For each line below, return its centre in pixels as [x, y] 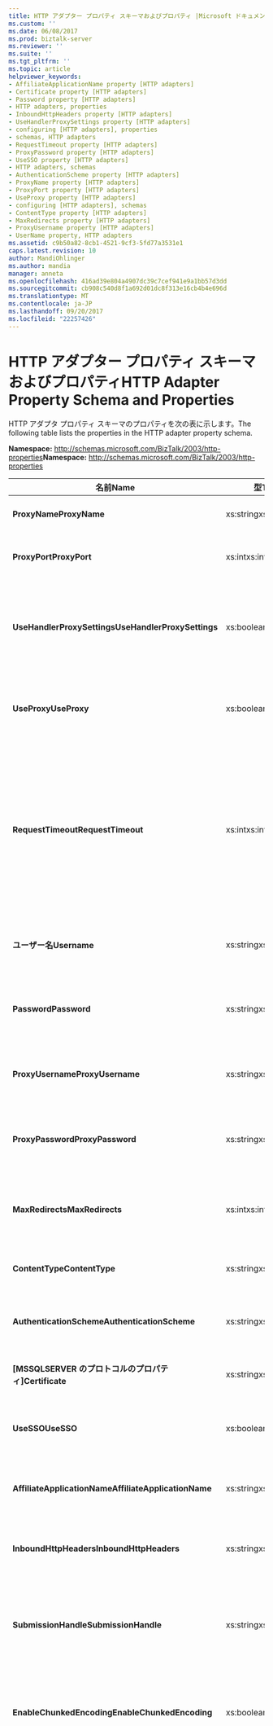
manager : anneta [36, 274]
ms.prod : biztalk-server [50, 39]
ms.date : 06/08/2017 [43, 31]
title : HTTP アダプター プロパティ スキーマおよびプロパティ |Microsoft [120, 16]
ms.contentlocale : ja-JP [50, 304]
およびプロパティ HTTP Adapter [114, 382]
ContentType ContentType [64, 1268]
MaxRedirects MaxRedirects [67, 1209]
